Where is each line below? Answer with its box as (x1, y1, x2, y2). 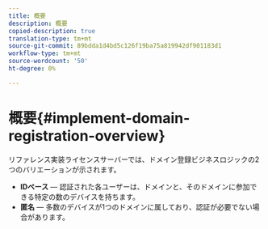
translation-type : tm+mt (8, 34, 92, 43)
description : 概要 (8, 19, 68, 28)
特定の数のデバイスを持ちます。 (34, 192, 140, 201)
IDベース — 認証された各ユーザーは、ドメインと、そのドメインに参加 (19, 181, 250, 191)
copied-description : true (8, 27, 95, 35)
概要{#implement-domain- (8, 108, 191, 127)
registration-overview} (8, 126, 165, 145)
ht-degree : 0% (8, 65, 57, 73)
